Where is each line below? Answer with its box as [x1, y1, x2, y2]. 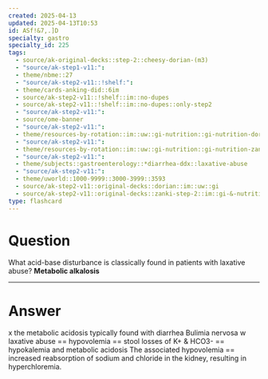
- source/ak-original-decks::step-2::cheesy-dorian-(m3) [15, 57, 209, 65]
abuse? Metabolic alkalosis [8, 266, 100, 276]
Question [8, 231, 70, 250]
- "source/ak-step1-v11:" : [15, 64, 105, 72]
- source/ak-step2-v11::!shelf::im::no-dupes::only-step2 [15, 101, 213, 109]
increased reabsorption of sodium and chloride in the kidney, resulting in [8, 353, 247, 363]
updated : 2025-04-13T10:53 [8, 19, 98, 27]
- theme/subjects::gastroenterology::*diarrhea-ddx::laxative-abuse [15, 160, 248, 168]
